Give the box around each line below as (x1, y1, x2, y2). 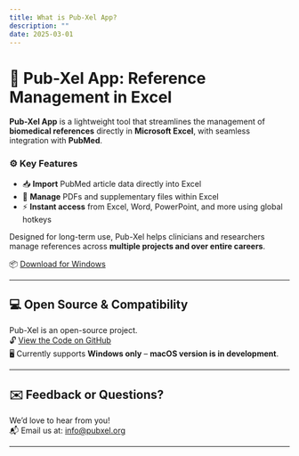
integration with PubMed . (9, 135, 103, 146)
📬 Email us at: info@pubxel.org (9, 425, 126, 436)
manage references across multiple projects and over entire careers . (9, 240, 265, 251)
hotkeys (21, 214, 52, 224)
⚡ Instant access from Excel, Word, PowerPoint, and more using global (21, 201, 283, 212)
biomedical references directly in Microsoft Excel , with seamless (9, 126, 251, 136)
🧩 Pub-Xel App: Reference (9, 68, 206, 88)
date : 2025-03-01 (9, 29, 74, 38)
